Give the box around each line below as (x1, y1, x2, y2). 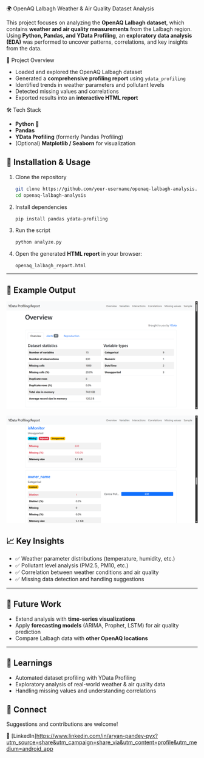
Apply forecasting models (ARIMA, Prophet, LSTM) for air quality (15, 621, 179, 629)
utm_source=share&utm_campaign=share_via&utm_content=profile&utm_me (6, 739, 197, 746)
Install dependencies (15, 203, 68, 211)
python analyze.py (15, 239, 62, 245)
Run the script (15, 227, 50, 234)
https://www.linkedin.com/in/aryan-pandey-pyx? (36, 732, 158, 740)
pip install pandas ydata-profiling (15, 216, 108, 222)
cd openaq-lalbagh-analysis (15, 192, 86, 199)
